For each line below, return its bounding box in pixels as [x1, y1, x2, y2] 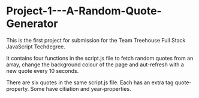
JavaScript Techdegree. [6, 43, 66, 50]
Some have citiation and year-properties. [30, 85, 131, 92]
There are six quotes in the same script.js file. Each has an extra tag [6, 79, 174, 86]
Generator [6, 17, 58, 30]
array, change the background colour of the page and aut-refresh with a [6, 61, 185, 68]
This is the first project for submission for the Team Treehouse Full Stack [6, 36, 186, 44]
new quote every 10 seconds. [6, 67, 79, 74]
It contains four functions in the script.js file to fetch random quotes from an [6, 54, 194, 62]
